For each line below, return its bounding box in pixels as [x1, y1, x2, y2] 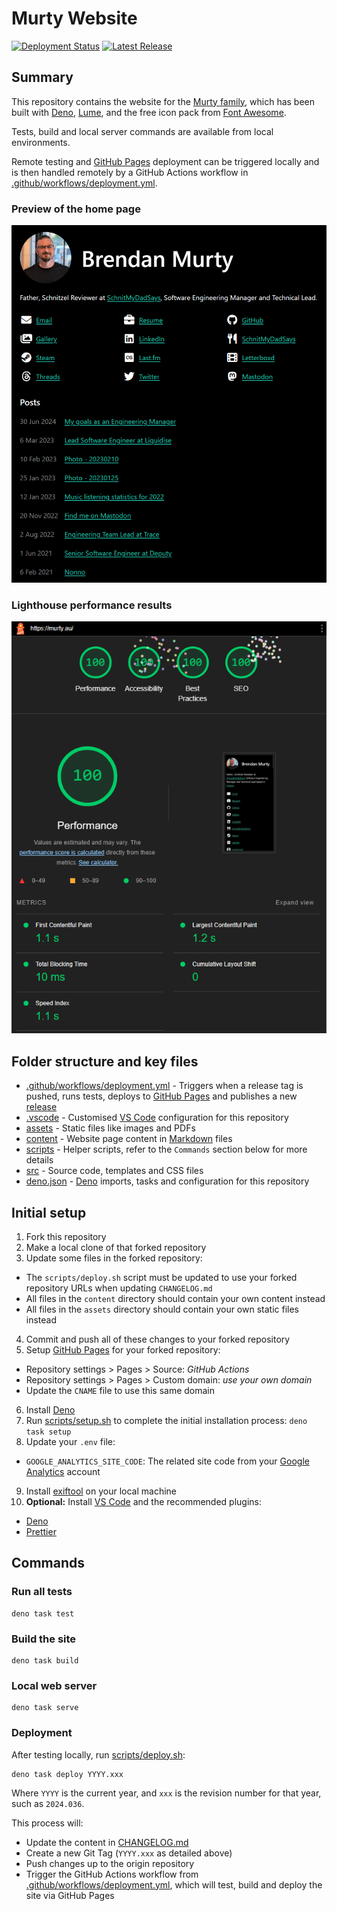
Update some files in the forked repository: [25, 1252, 203, 1264]
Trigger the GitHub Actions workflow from [25, 1868, 199, 1880]
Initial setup [11, 1204, 87, 1221]
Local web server [11, 1678, 98, 1692]
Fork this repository [25, 1230, 107, 1242]
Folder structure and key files [11, 1053, 199, 1070]
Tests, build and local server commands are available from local [11, 125, 274, 137]
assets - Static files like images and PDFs [25, 1122, 196, 1134]
